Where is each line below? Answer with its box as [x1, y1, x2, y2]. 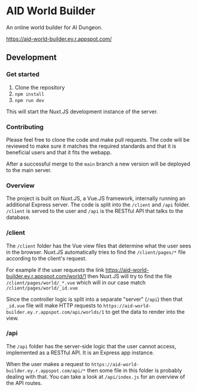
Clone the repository [14, 84, 65, 91]
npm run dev [14, 97, 44, 103]
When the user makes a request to [6, 360, 91, 367]
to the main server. [6, 166, 52, 173]
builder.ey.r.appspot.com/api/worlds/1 [6, 309, 105, 315]
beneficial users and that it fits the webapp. [6, 148, 112, 155]
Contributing [6, 123, 44, 131]
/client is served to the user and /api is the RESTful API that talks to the [6, 208, 183, 215]
